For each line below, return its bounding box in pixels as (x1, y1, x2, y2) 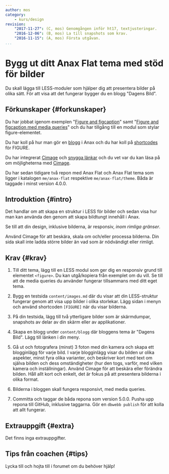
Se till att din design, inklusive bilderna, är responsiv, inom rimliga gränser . (5, 224, 161, 230)
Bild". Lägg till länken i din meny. (12, 334, 80, 340)
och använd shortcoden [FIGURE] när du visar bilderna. (12, 304, 128, 310)
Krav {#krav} (5, 253, 47, 262)
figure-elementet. (5, 129, 42, 135)
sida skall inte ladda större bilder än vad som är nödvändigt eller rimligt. (5, 239, 154, 245)
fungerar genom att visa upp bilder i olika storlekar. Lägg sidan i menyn (12, 299, 161, 305)
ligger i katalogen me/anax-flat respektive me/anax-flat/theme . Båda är (5, 175, 153, 181)
